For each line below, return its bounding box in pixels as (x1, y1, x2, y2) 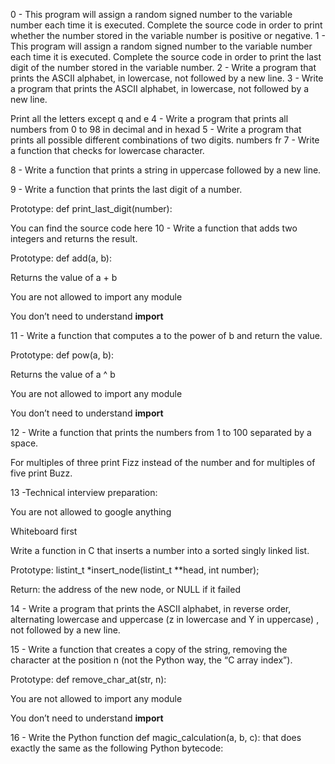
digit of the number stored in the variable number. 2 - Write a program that (10, 62, 317, 73)
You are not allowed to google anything (10, 506, 172, 518)
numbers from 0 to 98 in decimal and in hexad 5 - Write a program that (10, 124, 302, 135)
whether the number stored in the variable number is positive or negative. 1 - (10, 30, 326, 41)
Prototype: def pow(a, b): (10, 349, 115, 361)
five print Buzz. (10, 467, 73, 479)
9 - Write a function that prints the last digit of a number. (10, 184, 243, 195)
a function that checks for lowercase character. (10, 145, 205, 156)
